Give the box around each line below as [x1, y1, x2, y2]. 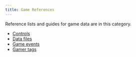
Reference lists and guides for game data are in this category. [5, 21, 132, 27]
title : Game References [5, 7, 55, 12]
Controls [12, 30, 30, 36]
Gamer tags [12, 46, 37, 52]
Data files [12, 36, 32, 42]
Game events [12, 41, 40, 47]
